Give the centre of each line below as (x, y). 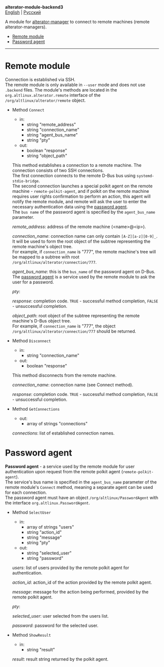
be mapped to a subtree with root (46, 257)
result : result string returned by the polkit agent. (60, 659)
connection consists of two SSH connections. (58, 170)
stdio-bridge (25, 181)
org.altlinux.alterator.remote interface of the (53, 95)
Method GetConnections (36, 409)
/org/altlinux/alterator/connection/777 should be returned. (74, 331)
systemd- (145, 176)
